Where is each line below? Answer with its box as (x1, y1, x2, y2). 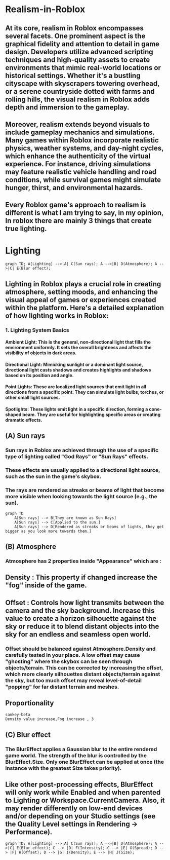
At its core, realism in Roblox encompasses (5, 24, 144, 32)
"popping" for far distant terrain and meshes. (5, 683, 119, 690)
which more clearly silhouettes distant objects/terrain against (5, 670, 160, 678)
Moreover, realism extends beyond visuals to (5, 120, 150, 129)
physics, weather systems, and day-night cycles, (5, 143, 164, 153)
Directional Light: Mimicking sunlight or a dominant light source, (5, 361, 143, 367)
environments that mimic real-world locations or (5, 63, 161, 72)
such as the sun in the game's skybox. (5, 473, 102, 480)
